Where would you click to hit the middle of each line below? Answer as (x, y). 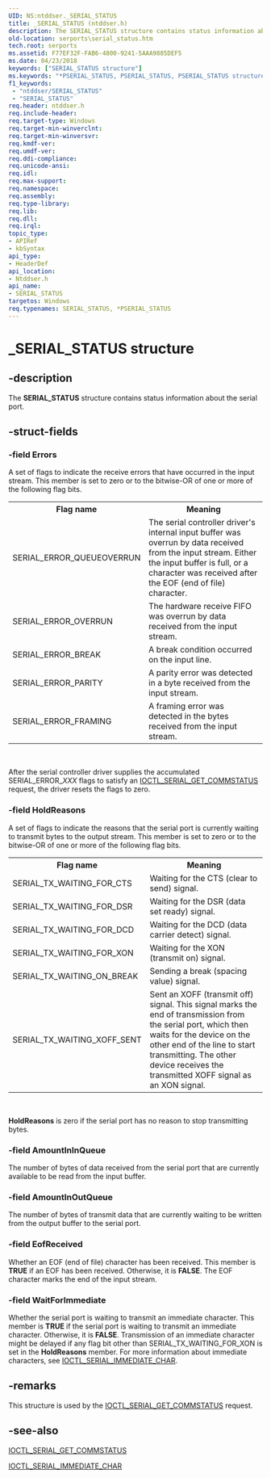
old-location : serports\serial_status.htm (81, 38)
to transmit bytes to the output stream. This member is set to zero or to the (132, 836)
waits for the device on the (200, 1035)
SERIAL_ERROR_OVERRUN (63, 621)
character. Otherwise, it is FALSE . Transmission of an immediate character (131, 1334)
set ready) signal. (182, 911)
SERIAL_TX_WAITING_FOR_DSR (73, 906)
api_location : (32, 271)
